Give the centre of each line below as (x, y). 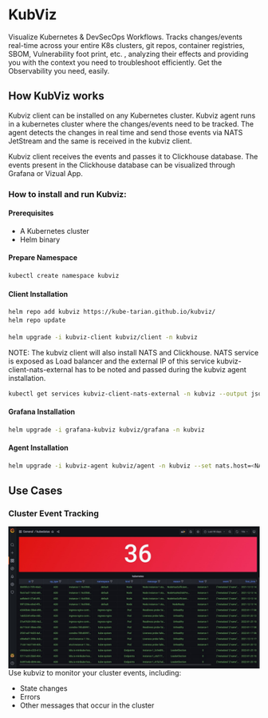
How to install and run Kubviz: (67, 194)
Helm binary (40, 239)
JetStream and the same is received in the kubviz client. (100, 141)
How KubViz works (57, 96)
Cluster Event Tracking (54, 513)
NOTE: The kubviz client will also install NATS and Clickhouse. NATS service (134, 352)
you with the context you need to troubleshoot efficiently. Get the (115, 62)
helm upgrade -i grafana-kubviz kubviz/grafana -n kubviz (106, 430)
